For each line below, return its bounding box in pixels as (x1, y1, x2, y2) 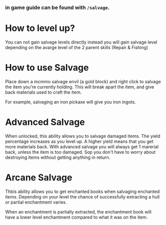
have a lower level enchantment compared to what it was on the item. (5, 214, 148, 220)
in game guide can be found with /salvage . (5, 4, 110, 11)
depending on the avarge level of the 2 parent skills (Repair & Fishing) (5, 44, 149, 50)
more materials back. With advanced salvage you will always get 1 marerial (5, 143, 159, 149)
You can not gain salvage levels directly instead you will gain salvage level (5, 39, 158, 45)
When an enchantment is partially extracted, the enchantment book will (5, 208, 152, 214)
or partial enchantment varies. (5, 199, 67, 205)
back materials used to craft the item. (5, 89, 82, 95)
